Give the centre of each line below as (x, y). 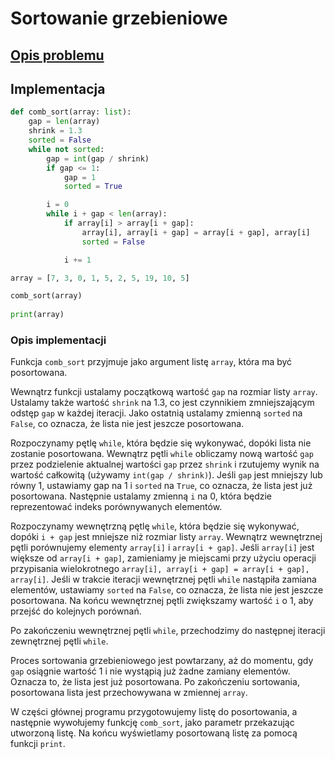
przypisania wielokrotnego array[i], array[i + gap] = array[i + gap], (160, 569)
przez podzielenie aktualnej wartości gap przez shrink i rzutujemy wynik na (165, 464)
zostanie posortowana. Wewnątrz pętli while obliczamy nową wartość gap (162, 454)
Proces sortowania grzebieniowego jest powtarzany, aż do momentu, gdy (162, 661)
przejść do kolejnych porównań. (76, 611)
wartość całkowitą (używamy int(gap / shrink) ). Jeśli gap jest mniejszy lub (166, 475)
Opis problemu (57, 55)
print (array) (37, 315)
